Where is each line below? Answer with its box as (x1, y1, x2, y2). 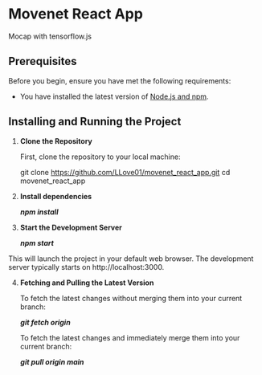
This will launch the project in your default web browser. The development (8, 254, 254, 263)
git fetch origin (19, 317, 71, 327)
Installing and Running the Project (8, 115, 182, 128)
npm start (19, 238, 55, 247)
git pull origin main (19, 357, 84, 366)
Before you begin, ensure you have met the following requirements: (8, 75, 231, 85)
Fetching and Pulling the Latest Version (19, 278, 154, 287)
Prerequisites (8, 55, 77, 68)
